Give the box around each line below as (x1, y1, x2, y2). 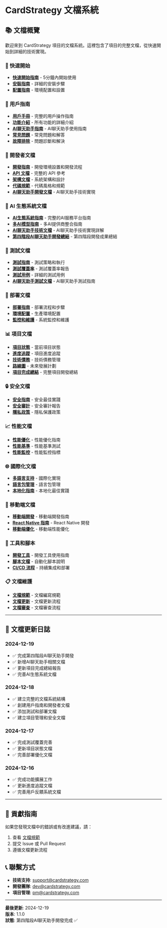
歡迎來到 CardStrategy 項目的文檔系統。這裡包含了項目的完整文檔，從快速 (5, 42, 157, 48)
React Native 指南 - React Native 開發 (12, 520, 90, 526)
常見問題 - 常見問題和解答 (12, 132, 66, 138)
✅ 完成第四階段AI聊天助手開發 (12, 652, 74, 659)
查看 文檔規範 (12, 834, 40, 841)
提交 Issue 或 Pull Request (12, 841, 66, 847)
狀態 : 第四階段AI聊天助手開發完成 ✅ (5, 918, 78, 924)
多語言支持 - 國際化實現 (12, 475, 61, 481)
